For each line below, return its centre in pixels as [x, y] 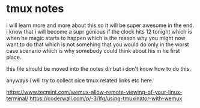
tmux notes [35, 9]
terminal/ [17, 98]
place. [14, 57]
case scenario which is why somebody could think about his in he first [93, 50]
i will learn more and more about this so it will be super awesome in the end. [100, 25]
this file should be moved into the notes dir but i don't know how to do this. [98, 68]
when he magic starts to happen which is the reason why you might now [96, 38]
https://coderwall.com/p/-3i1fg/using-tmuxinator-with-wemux [106, 98]
